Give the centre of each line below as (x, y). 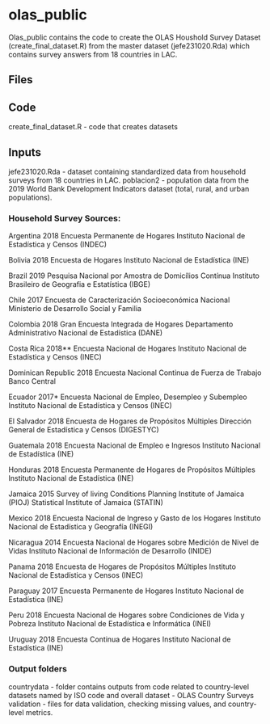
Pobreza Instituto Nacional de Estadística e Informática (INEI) (110, 624)
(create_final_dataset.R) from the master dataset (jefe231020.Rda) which (129, 45)
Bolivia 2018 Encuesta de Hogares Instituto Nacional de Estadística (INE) (129, 260)
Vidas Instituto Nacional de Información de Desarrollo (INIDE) (110, 551)
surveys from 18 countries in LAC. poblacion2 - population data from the (129, 180)
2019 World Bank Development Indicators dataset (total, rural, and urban (129, 188)
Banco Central (32, 381)
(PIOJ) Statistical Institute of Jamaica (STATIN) (86, 503)
